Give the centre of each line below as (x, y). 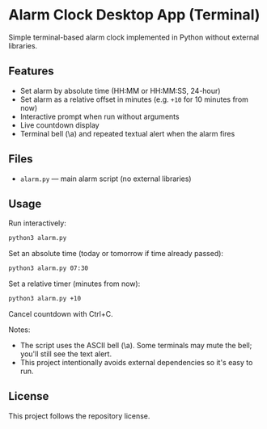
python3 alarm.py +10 (45, 299)
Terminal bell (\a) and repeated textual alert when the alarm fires (127, 133)
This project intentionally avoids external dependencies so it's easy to (136, 362)
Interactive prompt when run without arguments (100, 116)
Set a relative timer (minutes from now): (74, 284)
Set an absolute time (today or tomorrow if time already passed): (116, 254)
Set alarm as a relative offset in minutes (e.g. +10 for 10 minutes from (134, 99)
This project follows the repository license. (79, 416)
